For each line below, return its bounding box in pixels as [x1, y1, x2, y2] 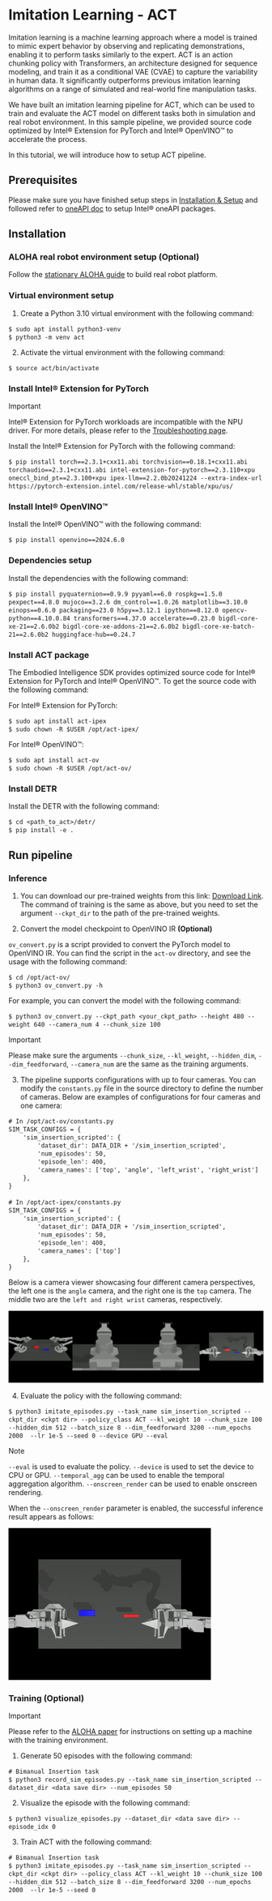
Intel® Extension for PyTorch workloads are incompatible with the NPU [8, 417, 244, 427]
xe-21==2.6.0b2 [8, 622, 60, 630]
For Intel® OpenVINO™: [8, 739, 84, 749]
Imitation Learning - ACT [8, 6, 178, 24]
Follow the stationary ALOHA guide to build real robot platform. [8, 270, 219, 280]
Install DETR [8, 783, 57, 794]
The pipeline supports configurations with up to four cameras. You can [19, 1074, 257, 1084]
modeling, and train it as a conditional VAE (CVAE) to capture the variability [8, 66, 258, 76]
